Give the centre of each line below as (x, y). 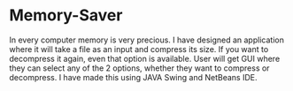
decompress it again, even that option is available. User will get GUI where (145, 58)
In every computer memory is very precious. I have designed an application (147, 40)
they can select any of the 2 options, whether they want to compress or (139, 68)
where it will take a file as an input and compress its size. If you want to (139, 49)
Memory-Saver (66, 15)
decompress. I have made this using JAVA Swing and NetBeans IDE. (133, 77)
